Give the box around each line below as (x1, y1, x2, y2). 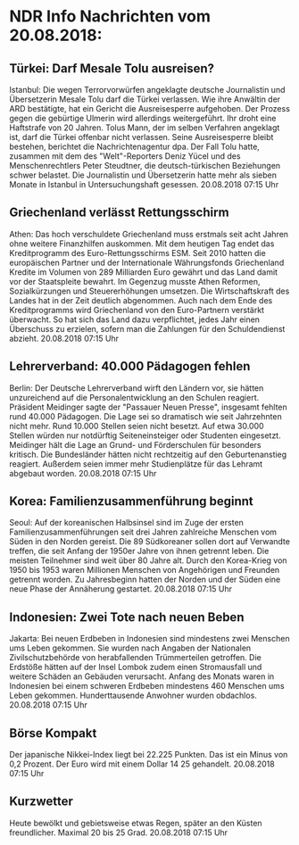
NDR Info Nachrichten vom (9, 6, 212, 27)
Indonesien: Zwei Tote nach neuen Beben (9, 609, 245, 625)
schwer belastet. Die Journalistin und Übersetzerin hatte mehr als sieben (9, 170, 278, 180)
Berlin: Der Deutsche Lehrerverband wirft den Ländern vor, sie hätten (9, 382, 264, 394)
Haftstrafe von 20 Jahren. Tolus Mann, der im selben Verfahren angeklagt (9, 122, 280, 133)
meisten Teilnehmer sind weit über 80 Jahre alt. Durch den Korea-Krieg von (9, 555, 287, 566)
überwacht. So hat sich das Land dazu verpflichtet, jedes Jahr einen (9, 314, 261, 325)
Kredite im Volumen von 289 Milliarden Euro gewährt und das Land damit (9, 266, 278, 278)
